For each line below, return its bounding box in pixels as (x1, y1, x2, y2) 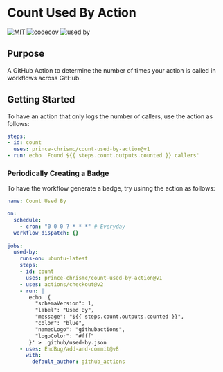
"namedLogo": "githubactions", (35, 326, 126, 333)
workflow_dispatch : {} (13, 229, 79, 236)
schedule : (13, 217, 42, 224)
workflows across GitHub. (7, 73, 81, 82)
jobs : (7, 242, 23, 249)
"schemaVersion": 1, (35, 300, 95, 308)
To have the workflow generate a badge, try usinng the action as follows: (7, 184, 215, 193)
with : (25, 352, 42, 359)
